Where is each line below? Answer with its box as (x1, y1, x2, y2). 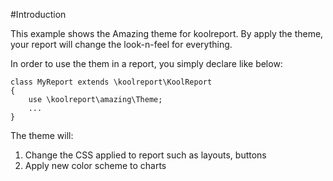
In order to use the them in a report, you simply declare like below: (10, 58, 283, 69)
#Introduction (10, 9, 67, 20)
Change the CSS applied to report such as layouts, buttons (24, 149, 267, 161)
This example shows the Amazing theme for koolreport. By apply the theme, (10, 28, 324, 39)
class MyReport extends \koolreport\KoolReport (10, 77, 213, 87)
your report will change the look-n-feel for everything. (10, 39, 233, 50)
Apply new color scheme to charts (24, 160, 167, 171)
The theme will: (10, 130, 74, 141)
